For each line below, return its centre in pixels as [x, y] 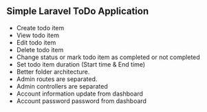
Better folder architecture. [53, 71]
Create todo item [40, 27]
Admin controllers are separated [62, 86]
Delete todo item [40, 49]
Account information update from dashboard [80, 93]
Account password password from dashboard [81, 101]
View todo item [38, 35]
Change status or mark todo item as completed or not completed [108, 57]
